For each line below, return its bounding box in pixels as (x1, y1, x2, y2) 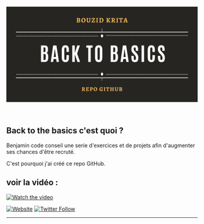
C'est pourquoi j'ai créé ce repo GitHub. (6, 160, 106, 167)
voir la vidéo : (6, 177, 59, 188)
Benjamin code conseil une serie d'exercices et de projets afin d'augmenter (6, 142, 195, 149)
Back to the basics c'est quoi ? (6, 125, 124, 136)
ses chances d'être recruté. (6, 148, 75, 155)
